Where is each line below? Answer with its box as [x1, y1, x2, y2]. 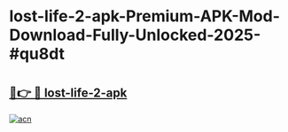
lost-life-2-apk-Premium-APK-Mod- [9, 6, 281, 27]
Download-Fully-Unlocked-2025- [9, 25, 261, 45]
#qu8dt [9, 44, 65, 64]
